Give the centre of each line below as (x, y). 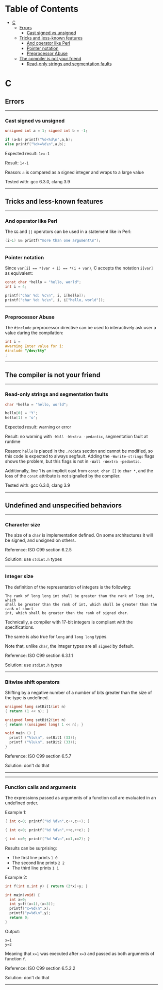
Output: (13, 931)
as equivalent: (19, 273)
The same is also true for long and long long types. (56, 636)
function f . (16, 958)
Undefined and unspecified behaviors (64, 505)
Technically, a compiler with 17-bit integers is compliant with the (69, 622)
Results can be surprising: (31, 848)
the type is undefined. (27, 698)
